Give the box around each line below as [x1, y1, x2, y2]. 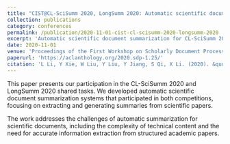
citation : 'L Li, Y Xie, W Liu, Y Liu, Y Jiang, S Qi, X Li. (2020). [7, 61, 210, 68]
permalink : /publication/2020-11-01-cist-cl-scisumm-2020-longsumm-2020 [7, 29, 219, 36]
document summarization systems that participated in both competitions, [7, 93, 214, 102]
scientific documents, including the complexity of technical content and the [7, 121, 220, 130]
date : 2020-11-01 [7, 42, 57, 48]
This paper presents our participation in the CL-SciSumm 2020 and [7, 79, 196, 87]
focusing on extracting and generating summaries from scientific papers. [7, 101, 214, 109]
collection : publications [7, 16, 81, 23]
